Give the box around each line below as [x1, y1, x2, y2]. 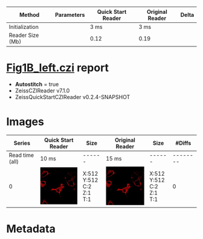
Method [19, 11, 40, 18]
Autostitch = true [14, 81, 59, 88]
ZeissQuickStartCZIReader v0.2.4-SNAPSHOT [14, 94, 130, 101]
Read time [8, 151, 34, 159]
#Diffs [175, 139, 192, 147]
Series [13, 139, 31, 147]
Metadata [6, 222, 56, 236]
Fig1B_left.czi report [6, 61, 109, 74]
